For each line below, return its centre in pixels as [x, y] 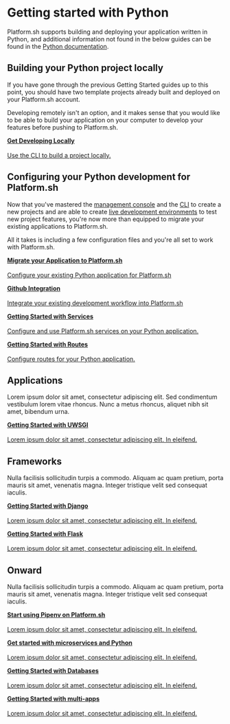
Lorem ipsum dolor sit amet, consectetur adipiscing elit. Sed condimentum [112, 397]
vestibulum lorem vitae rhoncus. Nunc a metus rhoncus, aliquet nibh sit [108, 404]
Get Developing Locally [41, 141]
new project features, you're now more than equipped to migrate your [106, 219]
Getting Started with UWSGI [48, 425]
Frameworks [35, 461]
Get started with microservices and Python [70, 643]
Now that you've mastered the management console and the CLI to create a [114, 204]
